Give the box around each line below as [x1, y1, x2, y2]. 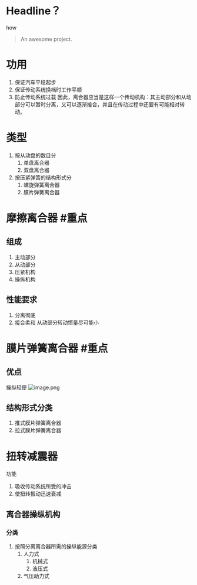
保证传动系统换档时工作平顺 [14, 86, 82, 93]
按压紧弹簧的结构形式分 [14, 174, 72, 181]
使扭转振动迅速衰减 [14, 490, 62, 498]
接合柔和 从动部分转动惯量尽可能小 [14, 319, 99, 326]
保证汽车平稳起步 [14, 79, 56, 86]
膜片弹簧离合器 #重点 [6, 342, 108, 355]
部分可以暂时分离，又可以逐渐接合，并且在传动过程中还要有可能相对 [14, 100, 180, 108]
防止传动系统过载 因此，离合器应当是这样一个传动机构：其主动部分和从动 [14, 93, 192, 100]
